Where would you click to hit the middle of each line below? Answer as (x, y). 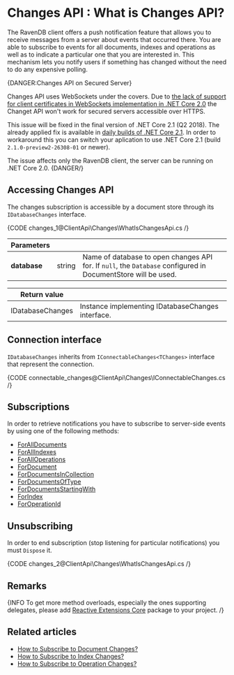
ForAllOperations (41, 460)
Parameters (30, 245)
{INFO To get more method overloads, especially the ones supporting (107, 603)
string (66, 266)
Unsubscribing (40, 526)
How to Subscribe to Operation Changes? (77, 663)
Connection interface (55, 340)
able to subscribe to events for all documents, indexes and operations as (111, 47)
